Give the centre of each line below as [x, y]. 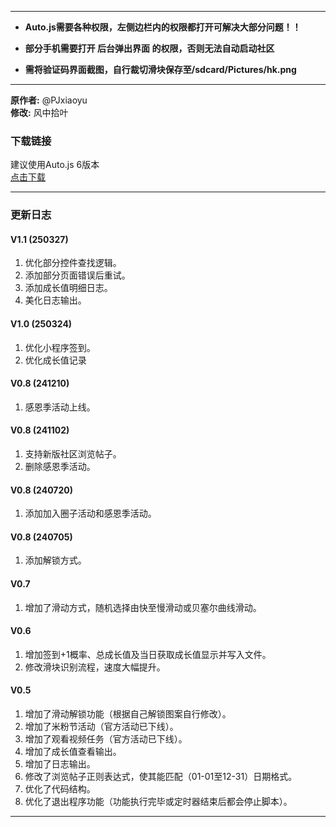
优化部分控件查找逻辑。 [73, 263]
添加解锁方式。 [55, 560]
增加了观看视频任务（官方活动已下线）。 [106, 739]
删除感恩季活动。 [60, 467]
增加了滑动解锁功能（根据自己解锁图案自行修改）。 [128, 714]
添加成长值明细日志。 [68, 288]
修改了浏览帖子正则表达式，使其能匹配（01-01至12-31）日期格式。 [161, 777]
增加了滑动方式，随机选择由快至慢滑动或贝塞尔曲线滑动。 [143, 607]
